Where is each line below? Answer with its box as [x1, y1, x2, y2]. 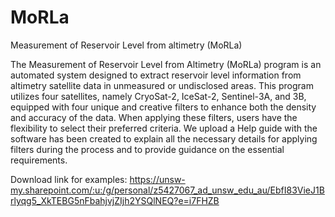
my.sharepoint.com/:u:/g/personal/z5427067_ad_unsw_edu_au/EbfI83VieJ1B [10, 184, 325, 196]
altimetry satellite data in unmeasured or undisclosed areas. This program [10, 79, 314, 91]
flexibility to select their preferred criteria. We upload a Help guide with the [10, 122, 318, 134]
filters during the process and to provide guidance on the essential [10, 143, 285, 155]
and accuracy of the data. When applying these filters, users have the [10, 111, 298, 123]
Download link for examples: [10, 173, 128, 185]
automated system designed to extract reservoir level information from [10, 69, 302, 81]
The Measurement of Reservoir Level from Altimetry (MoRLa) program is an [10, 58, 322, 70]
